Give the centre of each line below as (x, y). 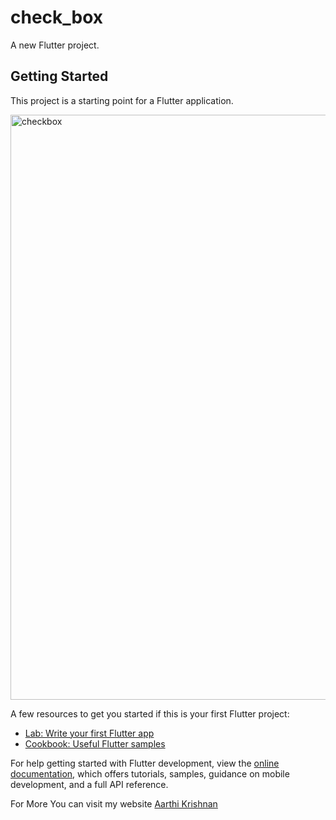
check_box (57, 17)
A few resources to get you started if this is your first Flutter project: (150, 713)
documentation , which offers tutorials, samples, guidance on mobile (150, 773)
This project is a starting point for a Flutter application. (122, 100)
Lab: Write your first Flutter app (89, 733)
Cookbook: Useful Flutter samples (95, 743)
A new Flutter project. (55, 45)
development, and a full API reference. (89, 784)
